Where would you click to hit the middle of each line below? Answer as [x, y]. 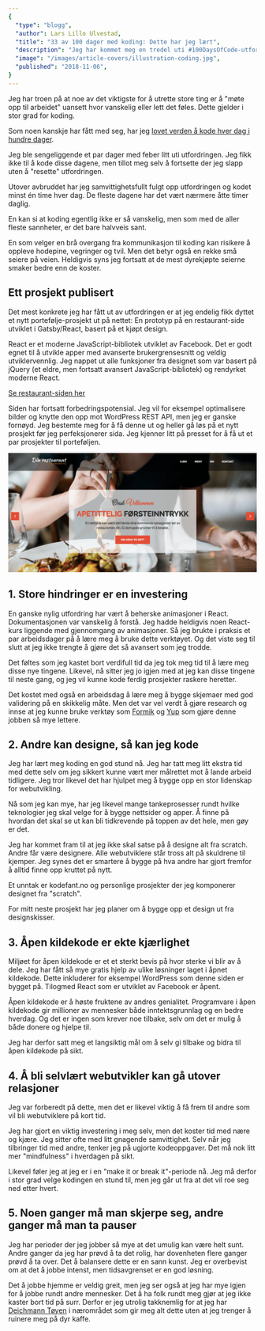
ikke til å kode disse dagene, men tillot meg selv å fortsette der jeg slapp [125, 163]
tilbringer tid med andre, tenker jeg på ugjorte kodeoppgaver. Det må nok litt [132, 1147]
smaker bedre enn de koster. [55, 267]
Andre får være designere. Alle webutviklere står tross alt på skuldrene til [127, 853]
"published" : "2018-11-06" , [62, 67]
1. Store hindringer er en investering [98, 595]
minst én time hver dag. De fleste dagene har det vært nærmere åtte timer [129, 195]
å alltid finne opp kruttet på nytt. [60, 870]
